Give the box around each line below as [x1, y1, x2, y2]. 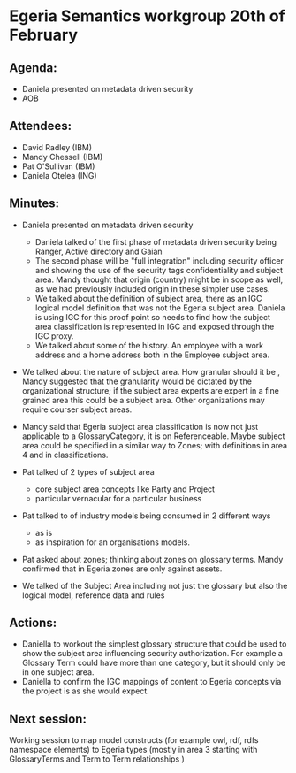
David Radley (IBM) [21, 142, 93, 152]
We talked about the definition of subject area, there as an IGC [34, 293, 262, 303]
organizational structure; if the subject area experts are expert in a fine [21, 385, 280, 395]
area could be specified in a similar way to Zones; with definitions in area [21, 440, 288, 450]
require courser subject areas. [21, 404, 133, 415]
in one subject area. [21, 667, 95, 677]
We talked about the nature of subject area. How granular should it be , [21, 366, 281, 377]
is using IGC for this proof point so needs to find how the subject [34, 311, 271, 322]
